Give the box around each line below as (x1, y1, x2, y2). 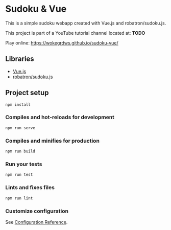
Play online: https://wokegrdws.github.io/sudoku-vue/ (5, 39, 118, 46)
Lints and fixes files (5, 184, 55, 191)
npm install (5, 102, 31, 107)
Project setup (5, 88, 50, 97)
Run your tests (5, 160, 42, 168)
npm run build (5, 149, 36, 154)
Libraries (5, 55, 34, 63)
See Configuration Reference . (5, 219, 68, 225)
